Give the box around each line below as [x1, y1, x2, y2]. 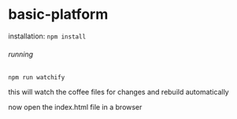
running [8, 49, 34, 59]
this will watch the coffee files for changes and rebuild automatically [8, 88, 230, 97]
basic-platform [8, 5, 109, 23]
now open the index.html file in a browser [8, 103, 143, 112]
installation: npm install [8, 31, 87, 41]
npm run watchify [8, 74, 65, 81]
